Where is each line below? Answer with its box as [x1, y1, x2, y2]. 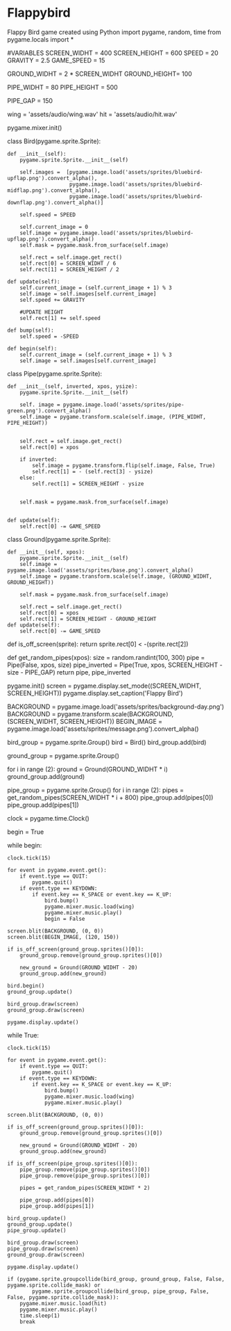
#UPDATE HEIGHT [19, 308, 64, 316]
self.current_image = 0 [19, 223, 89, 230]
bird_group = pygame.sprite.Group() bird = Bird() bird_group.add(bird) [7, 738, 207, 746]
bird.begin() [7, 982, 45, 989]
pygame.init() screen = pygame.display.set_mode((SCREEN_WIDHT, [7, 681, 202, 690]
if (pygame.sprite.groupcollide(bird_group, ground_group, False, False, [7, 1275, 225, 1282]
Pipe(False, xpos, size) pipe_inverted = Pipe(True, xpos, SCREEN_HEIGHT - [7, 661, 223, 669]
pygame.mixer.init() [7, 123, 62, 131]
